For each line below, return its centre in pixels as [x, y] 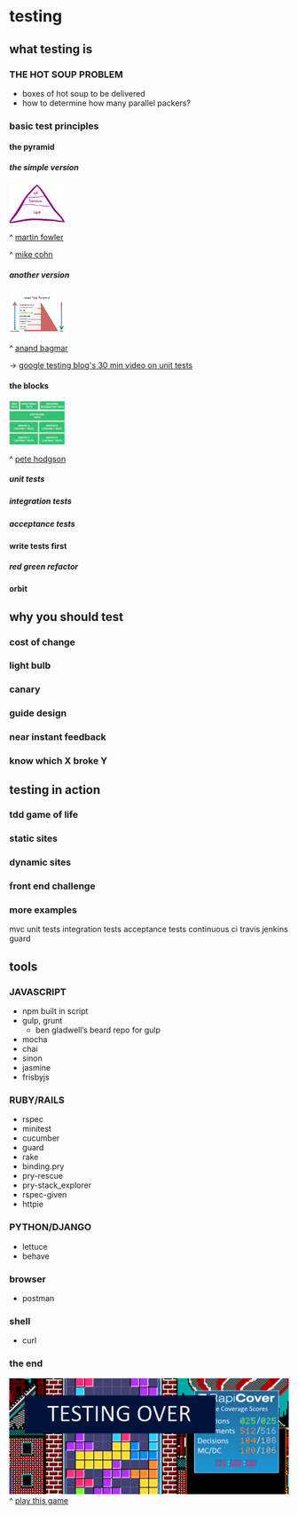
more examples [43, 910]
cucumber [41, 1138]
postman [38, 1299]
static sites [33, 838]
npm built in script [55, 1011]
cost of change [42, 642]
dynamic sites [40, 862]
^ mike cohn [31, 255]
